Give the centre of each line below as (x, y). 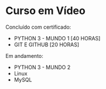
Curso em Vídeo (45, 11)
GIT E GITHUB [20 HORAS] (47, 44)
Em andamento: (24, 56)
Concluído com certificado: (38, 27)
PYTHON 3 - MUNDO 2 (42, 67)
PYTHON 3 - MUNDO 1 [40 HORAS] (57, 38)
